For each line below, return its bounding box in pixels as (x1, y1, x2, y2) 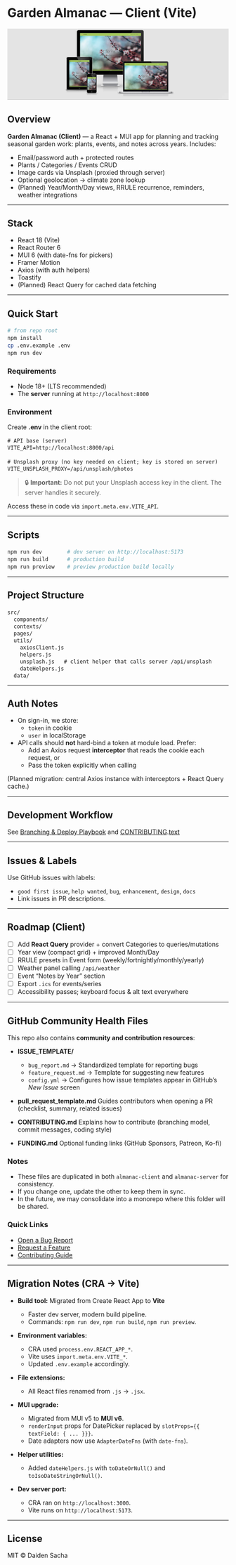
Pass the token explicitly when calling (27, 761, 137, 770)
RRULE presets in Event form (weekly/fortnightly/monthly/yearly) (17, 956, 204, 964)
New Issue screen (27, 1083, 81, 1092)
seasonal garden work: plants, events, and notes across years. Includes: (7, 139, 216, 148)
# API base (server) (7, 438, 68, 445)
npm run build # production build (7, 556, 124, 563)
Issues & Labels (7, 855, 77, 867)
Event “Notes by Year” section (17, 971, 105, 981)
